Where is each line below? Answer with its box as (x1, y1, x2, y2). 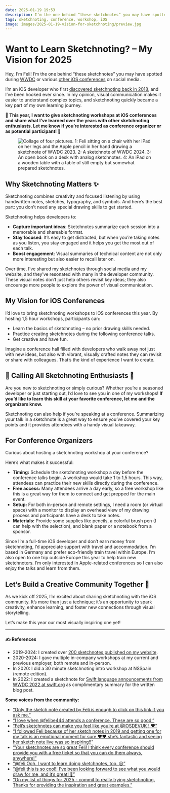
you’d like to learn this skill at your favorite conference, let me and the (5, 395, 155, 402)
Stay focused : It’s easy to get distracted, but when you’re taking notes (12, 234, 160, 240)
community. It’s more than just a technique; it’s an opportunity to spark (5, 599, 152, 605)
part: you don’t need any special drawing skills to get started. (5, 204, 133, 210)
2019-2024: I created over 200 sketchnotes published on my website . (12, 650, 158, 656)
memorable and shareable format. (12, 229, 83, 235)
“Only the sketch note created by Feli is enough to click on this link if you (12, 707, 164, 713)
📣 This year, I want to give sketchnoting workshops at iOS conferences (5, 112, 157, 118)
